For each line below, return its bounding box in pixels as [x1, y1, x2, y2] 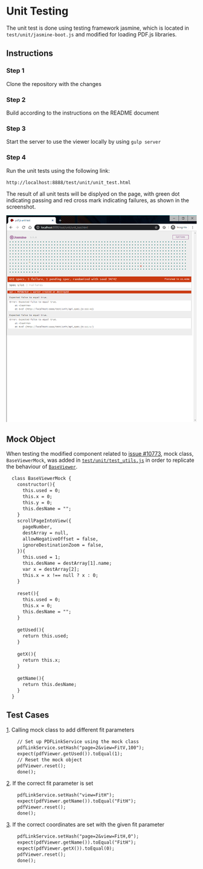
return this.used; [22, 633, 69, 639]
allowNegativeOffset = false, [22, 536, 98, 542]
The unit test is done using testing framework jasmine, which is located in [6, 24, 189, 32]
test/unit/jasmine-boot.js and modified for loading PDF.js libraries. [6, 30, 177, 38]
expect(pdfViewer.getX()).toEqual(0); [17, 845, 115, 851]
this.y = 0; [22, 500, 53, 506]
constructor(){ [17, 482, 56, 488]
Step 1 [6, 67, 25, 75]
